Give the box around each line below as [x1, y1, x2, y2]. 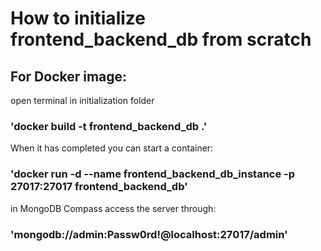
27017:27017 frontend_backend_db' [10, 180, 188, 194]
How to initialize [10, 7, 146, 30]
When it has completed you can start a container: [10, 142, 214, 154]
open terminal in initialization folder [10, 95, 155, 106]
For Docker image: [10, 68, 128, 85]
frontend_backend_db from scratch [10, 28, 312, 51]
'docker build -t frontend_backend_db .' [10, 119, 208, 133]
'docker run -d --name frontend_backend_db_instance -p [10, 167, 296, 181]
